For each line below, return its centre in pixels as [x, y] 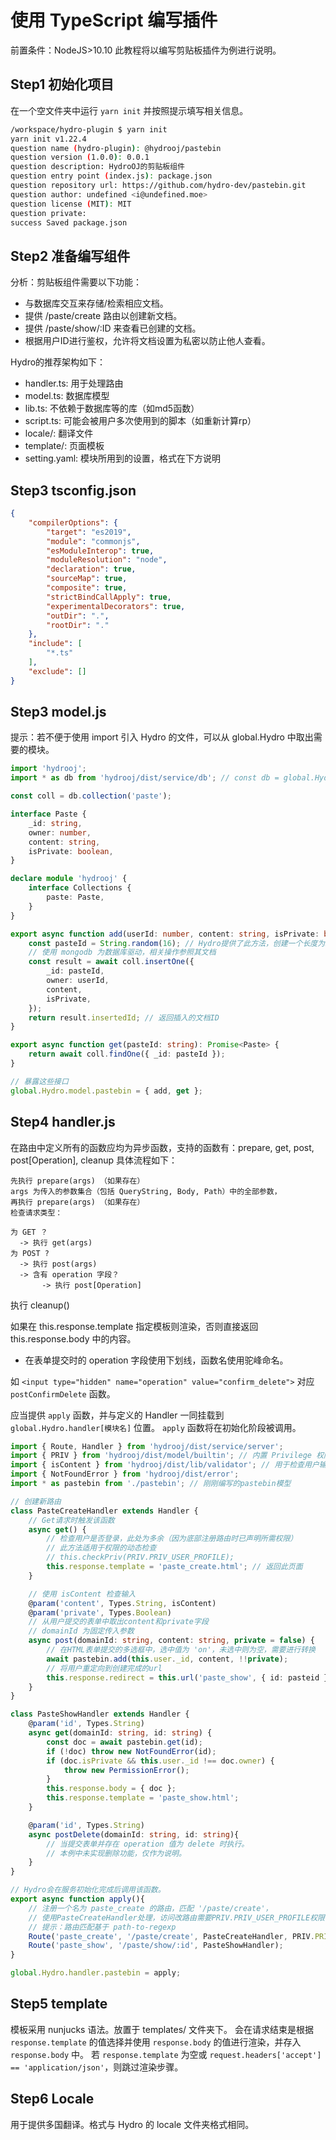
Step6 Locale [52, 2099]
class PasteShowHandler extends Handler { [100, 1714]
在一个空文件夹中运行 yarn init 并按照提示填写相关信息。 [129, 110]
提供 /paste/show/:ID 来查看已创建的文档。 [113, 328]
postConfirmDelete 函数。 [63, 1393]
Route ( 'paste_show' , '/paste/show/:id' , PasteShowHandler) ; [156, 1946]
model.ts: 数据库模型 [67, 396]
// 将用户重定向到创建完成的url [104, 1668]
